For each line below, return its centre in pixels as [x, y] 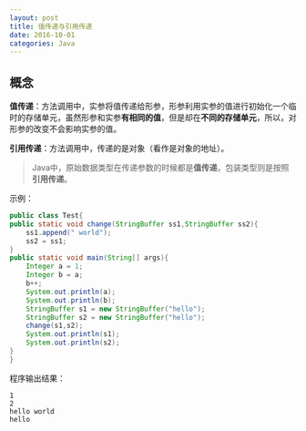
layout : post [34, 18]
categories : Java [42, 43]
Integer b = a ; [55, 275]
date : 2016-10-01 [42, 35]
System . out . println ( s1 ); [73, 334]
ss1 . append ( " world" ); [69, 232]
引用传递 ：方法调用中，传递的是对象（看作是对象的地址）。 [119, 149]
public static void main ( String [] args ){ [89, 258]
